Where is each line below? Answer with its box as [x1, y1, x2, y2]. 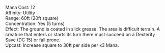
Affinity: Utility [5, 10, 36, 16]
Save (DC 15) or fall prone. [5, 37, 61, 43]
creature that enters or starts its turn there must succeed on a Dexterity [5, 32, 155, 37]
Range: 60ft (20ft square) [5, 15, 59, 21]
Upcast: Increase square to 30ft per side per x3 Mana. [5, 42, 119, 48]
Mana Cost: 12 [5, 5, 36, 10]
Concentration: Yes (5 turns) [5, 20, 65, 26]
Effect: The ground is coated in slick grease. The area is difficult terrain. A [5, 26, 160, 32]
